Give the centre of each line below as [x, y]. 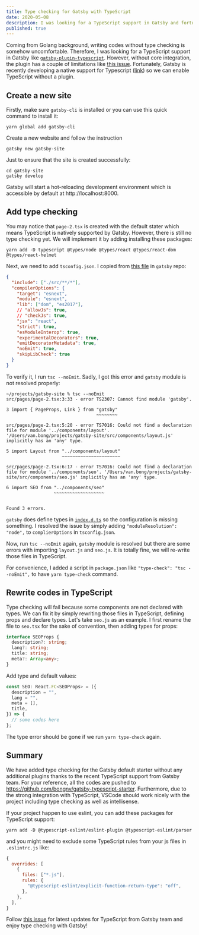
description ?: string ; [39, 643]
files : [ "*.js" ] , [43, 875]
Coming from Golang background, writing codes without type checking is [96, 45]
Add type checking [42, 212]
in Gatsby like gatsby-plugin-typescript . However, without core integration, [99, 58]
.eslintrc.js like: [28, 847]
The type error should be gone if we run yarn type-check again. [84, 736]
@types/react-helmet [32, 255]
